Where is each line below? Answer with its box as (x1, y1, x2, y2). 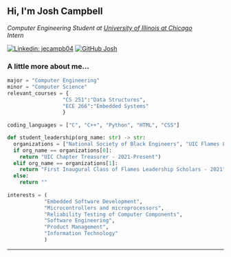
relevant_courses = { (7, 89, 69, 97)
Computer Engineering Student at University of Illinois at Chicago (7, 23, 192, 32)
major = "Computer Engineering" (7, 77, 100, 85)
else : (13, 172, 30, 179)
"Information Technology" (43, 230, 118, 237)
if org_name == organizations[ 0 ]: (13, 147, 112, 154)
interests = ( (7, 192, 48, 199)
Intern (7, 31, 24, 39)
